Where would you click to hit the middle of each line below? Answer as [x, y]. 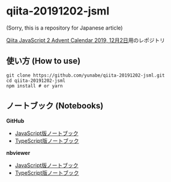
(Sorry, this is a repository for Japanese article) [64, 28]
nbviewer [18, 152]
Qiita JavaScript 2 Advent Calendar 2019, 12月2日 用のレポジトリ [86, 40]
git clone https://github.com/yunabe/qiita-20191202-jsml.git [85, 75]
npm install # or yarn [34, 86]
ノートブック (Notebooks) [55, 106]
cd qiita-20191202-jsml [36, 80]
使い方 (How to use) [43, 61]
